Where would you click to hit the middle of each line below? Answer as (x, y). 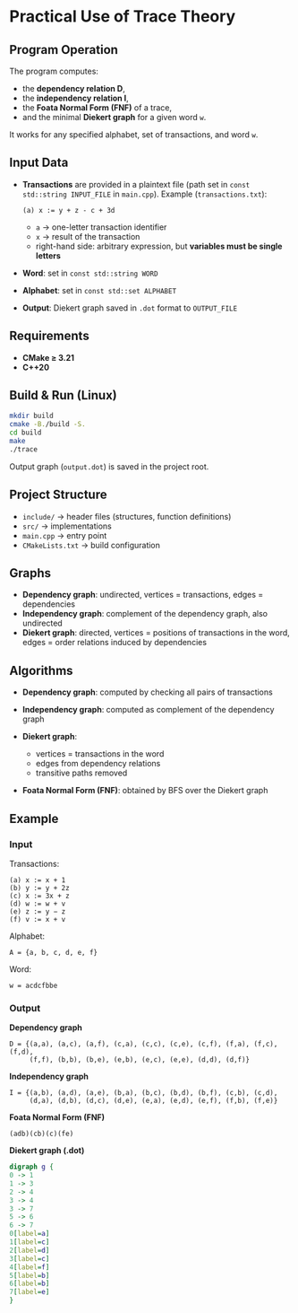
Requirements (49, 336)
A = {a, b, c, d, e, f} (54, 952)
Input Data (39, 163)
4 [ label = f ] (30, 1267)
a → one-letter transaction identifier (101, 227)
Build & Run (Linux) (64, 395)
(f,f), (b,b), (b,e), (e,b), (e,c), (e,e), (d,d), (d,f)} (140, 1060)
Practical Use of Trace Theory (123, 17)
